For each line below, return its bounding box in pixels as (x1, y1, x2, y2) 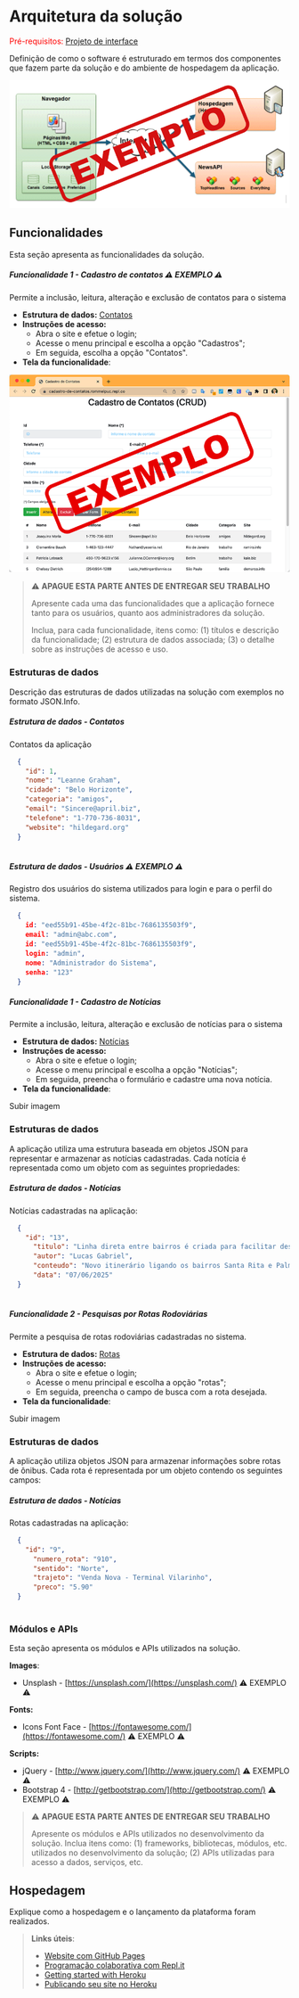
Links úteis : (30, 1933, 76, 1944)
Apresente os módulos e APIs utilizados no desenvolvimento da (30, 1829, 265, 1839)
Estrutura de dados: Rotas (21, 1348, 120, 1359)
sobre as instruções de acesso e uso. (30, 644, 169, 654)
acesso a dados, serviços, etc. (30, 1857, 144, 1868)
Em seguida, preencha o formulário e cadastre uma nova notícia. (35, 1074, 273, 1085)
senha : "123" (25, 967, 74, 977)
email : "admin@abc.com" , (25, 930, 117, 940)
